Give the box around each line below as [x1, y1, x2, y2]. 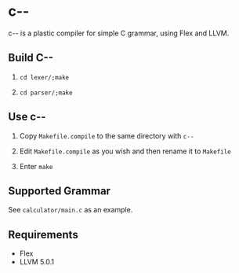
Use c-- [8, 110, 46, 124]
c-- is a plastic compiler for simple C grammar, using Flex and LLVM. [8, 28, 230, 38]
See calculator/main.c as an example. [8, 205, 133, 215]
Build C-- [8, 51, 53, 65]
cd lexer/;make [19, 73, 70, 81]
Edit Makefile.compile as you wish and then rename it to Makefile [19, 146, 231, 156]
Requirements [8, 227, 78, 242]
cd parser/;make [19, 89, 73, 97]
